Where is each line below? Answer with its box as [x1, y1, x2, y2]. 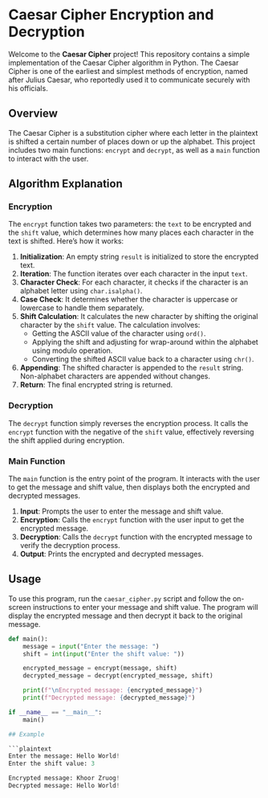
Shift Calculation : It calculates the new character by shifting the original [19, 312, 258, 321]
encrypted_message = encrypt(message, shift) [22, 665, 178, 673]
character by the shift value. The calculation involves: [19, 320, 201, 330]
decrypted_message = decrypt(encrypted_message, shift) [22, 672, 214, 680]
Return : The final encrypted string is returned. [19, 380, 173, 390]
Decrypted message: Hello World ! [8, 782, 120, 790]
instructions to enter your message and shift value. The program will [32, 602, 258, 612]
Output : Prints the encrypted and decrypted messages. [19, 549, 204, 559]
